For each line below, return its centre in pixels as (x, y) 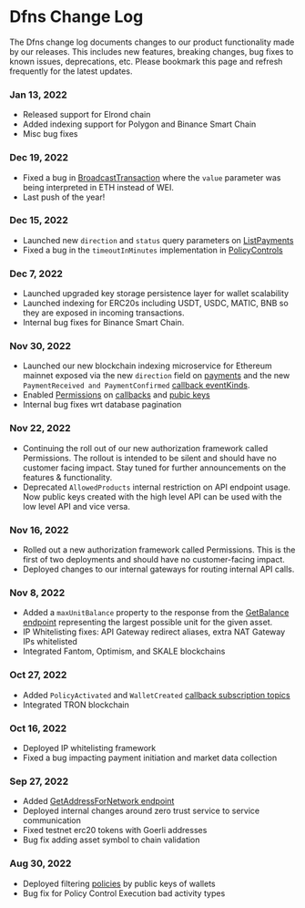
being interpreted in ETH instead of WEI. (98, 187)
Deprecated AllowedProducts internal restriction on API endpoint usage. (157, 487)
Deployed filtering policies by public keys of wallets (119, 883)
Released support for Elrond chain (86, 115)
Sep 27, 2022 (39, 781)
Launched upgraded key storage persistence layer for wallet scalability (156, 294)
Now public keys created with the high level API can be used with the (152, 496)
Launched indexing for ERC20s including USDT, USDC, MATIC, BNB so (155, 304)
